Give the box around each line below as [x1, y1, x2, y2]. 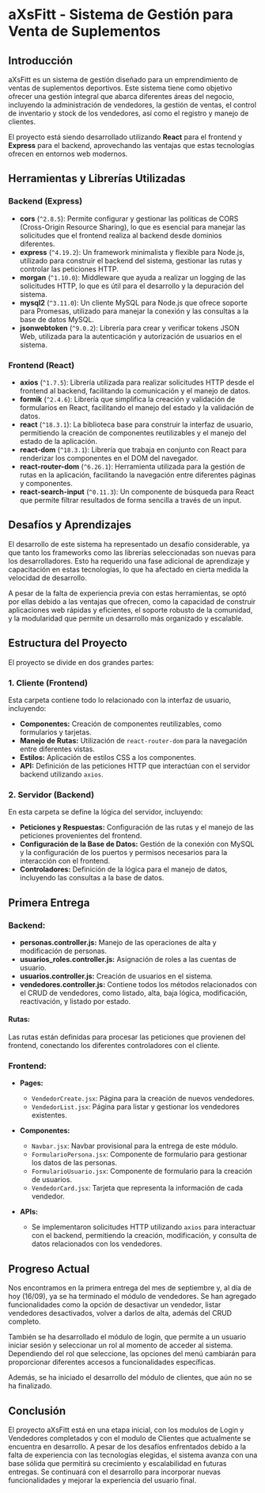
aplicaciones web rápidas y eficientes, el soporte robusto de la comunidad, [8, 605, 253, 614]
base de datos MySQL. [19, 314, 95, 324]
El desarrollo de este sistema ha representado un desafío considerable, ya [8, 539, 251, 549]
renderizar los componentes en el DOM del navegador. [19, 453, 199, 462]
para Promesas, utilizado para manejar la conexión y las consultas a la [19, 306, 249, 316]
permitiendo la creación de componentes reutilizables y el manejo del [19, 427, 247, 437]
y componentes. [19, 478, 73, 488]
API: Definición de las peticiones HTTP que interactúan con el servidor [19, 761, 251, 770]
